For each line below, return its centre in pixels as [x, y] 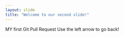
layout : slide [20, 10]
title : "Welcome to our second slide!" [47, 15]
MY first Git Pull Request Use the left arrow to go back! [62, 29]
